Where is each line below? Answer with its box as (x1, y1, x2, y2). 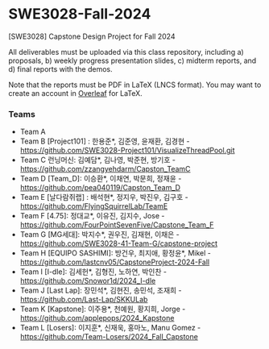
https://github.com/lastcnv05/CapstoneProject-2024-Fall (19, 257, 210, 267)
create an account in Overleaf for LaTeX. (8, 88, 143, 98)
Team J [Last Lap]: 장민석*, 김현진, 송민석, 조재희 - (19, 285, 183, 295)
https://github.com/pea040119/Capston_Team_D (19, 183, 181, 193)
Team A (19, 127, 46, 137)
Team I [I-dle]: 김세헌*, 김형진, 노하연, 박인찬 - (19, 267, 168, 276)
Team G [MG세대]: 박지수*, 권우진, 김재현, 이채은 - (19, 230, 180, 239)
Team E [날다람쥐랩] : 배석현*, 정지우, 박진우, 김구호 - (19, 193, 188, 202)
